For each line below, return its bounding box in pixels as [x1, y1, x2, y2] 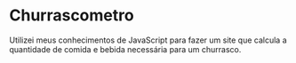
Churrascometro [9, 5, 135, 26]
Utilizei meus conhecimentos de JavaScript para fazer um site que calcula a [9, 35, 287, 45]
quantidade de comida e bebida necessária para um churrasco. [9, 43, 242, 54]
